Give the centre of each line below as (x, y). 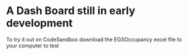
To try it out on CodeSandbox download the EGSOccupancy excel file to (94, 39)
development (39, 23)
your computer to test (33, 46)
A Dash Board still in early (71, 11)
